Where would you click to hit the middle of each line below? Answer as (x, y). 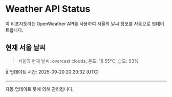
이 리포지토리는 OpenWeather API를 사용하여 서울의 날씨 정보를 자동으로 (78, 23)
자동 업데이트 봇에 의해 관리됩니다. (39, 89)
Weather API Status (48, 9)
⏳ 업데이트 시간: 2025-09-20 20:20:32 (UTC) (52, 71)
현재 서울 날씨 (26, 48)
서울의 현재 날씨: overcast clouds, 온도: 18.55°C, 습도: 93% (78, 61)
